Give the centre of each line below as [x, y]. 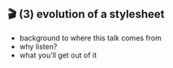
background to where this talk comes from [90, 38]
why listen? [38, 46]
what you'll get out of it [58, 55]
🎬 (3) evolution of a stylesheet [86, 14]
